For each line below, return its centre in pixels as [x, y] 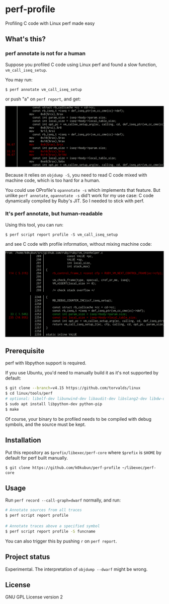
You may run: [19, 80]
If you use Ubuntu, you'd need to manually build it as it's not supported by [82, 373]
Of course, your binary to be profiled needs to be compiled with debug [78, 419]
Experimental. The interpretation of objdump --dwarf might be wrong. [76, 569]
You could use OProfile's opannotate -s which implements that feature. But [83, 190]
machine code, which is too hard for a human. [53, 180]
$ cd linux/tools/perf [29, 394]
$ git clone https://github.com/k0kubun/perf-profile [63, 468]
